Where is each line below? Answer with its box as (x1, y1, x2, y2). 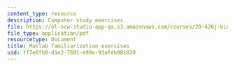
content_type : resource (7, 10, 77, 17)
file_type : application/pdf (7, 29, 90, 37)
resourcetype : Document (7, 36, 77, 43)
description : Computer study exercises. (7, 17, 127, 24)
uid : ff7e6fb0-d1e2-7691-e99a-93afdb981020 (7, 50, 136, 57)
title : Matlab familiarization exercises (7, 43, 130, 50)
